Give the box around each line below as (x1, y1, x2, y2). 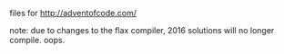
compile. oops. (9, 35, 66, 45)
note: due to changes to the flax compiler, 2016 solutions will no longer (9, 25, 275, 35)
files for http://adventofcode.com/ (9, 8, 137, 18)
